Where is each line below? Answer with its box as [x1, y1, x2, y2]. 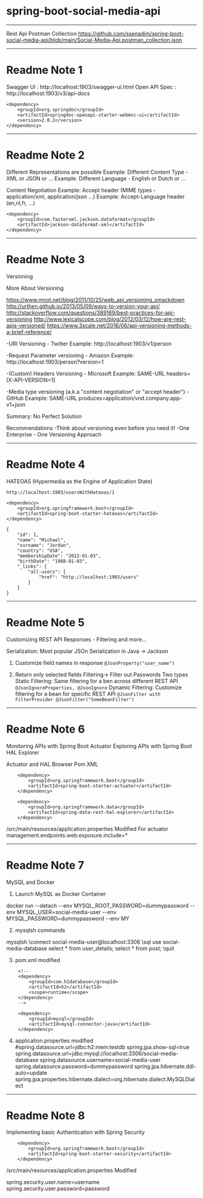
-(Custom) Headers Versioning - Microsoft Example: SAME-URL [6, 370, 166, 377]
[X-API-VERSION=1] [6, 376, 56, 384]
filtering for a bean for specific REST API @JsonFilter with [14, 690, 161, 697]
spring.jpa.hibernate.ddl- [134, 1062, 196, 1070]
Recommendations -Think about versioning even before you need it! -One [6, 424, 190, 431]
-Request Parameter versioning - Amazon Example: [6, 352, 134, 359]
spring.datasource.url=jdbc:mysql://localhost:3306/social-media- [14, 1050, 179, 1057]
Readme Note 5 [6, 615, 85, 629]
